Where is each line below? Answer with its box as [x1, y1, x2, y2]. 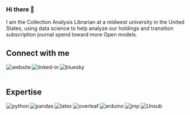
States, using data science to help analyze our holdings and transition [6, 25, 174, 32]
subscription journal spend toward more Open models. [6, 31, 137, 38]
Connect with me [6, 48, 70, 58]
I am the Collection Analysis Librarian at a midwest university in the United [6, 19, 185, 26]
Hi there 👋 [6, 5, 35, 13]
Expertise [6, 87, 42, 97]
